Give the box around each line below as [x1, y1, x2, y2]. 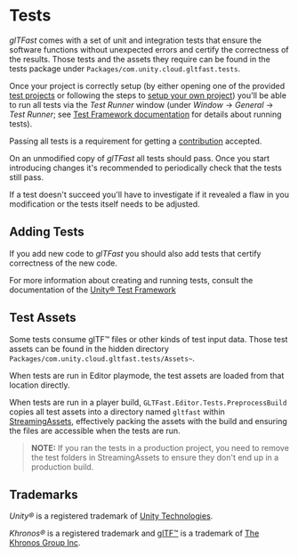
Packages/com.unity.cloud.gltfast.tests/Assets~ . [9, 353, 196, 364]
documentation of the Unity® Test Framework [9, 284, 176, 295]
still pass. [9, 171, 44, 183]
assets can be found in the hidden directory [9, 343, 169, 354]
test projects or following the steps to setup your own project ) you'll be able [9, 90, 287, 101]
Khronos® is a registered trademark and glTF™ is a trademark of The [9, 528, 260, 539]
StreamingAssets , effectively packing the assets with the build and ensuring [9, 415, 287, 426]
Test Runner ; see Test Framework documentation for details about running [9, 109, 282, 119]
